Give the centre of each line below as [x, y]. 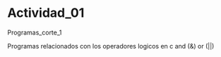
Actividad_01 [46, 13]
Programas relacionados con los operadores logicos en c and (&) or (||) [111, 46]
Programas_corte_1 [35, 32]
